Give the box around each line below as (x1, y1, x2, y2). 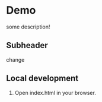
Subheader (6, 40, 49, 50)
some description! (6, 23, 50, 30)
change (6, 56, 25, 63)
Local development (6, 74, 79, 84)
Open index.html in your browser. (14, 89, 96, 96)
